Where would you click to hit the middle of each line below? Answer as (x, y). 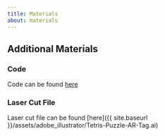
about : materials (33, 20)
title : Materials (33, 14)
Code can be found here (43, 85)
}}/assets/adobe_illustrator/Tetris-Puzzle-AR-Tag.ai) (83, 125)
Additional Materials (53, 49)
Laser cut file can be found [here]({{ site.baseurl (78, 118)
